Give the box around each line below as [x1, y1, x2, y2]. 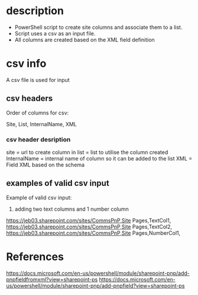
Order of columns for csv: [6, 109, 69, 116]
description [6, 4, 64, 18]
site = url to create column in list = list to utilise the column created [6, 149, 168, 156]
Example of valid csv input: [6, 194, 72, 201]
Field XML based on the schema [6, 161, 85, 168]
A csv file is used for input [6, 76, 70, 83]
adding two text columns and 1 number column [14, 205, 129, 212]
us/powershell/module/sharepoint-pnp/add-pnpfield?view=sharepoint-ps [6, 282, 185, 289]
